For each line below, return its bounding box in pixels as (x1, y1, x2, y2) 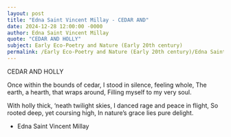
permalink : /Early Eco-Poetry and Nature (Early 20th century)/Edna (7, 49, 208, 56)
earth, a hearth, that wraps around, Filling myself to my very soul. (7, 87, 192, 96)
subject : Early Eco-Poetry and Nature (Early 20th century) (7, 42, 184, 49)
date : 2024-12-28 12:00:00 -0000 (7, 23, 103, 30)
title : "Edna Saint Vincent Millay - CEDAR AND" (7, 17, 149, 23)
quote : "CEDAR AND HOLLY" (7, 36, 81, 43)
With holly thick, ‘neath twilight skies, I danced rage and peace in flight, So (7, 101, 219, 109)
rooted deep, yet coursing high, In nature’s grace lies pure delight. (7, 108, 194, 117)
